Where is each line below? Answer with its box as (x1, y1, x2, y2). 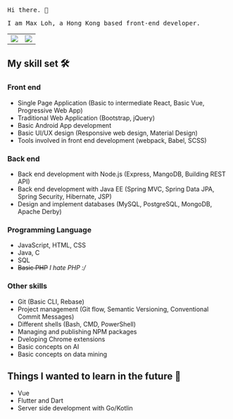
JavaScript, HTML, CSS (17, 241, 87, 249)
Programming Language (7, 225, 92, 235)
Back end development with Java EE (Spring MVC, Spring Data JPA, (17, 184, 215, 193)
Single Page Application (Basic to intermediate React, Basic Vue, (17, 98, 205, 107)
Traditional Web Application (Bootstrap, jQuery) (17, 113, 156, 122)
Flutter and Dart (17, 396, 63, 405)
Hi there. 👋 (7, 6, 49, 13)
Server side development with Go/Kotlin (17, 404, 134, 413)
